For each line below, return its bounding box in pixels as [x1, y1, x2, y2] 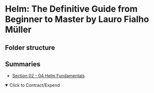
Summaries [5, 60, 40, 68]
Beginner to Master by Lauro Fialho [5, 14, 149, 25]
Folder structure [5, 43, 55, 52]
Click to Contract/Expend [9, 82, 60, 88]
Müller [5, 24, 32, 35]
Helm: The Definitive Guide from [5, 3, 138, 15]
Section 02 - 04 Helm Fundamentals [12, 73, 85, 79]
